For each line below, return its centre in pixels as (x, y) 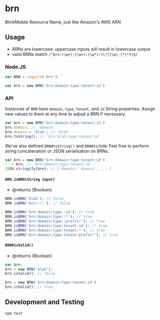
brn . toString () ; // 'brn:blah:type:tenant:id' (53, 136)
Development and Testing (45, 302)
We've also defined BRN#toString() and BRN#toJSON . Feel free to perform (77, 146)
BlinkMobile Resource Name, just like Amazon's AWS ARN (63, 22)
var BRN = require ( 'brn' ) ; (32, 77)
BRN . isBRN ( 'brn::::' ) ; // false (38, 203)
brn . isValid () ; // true (29, 287)
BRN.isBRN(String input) (30, 179)
